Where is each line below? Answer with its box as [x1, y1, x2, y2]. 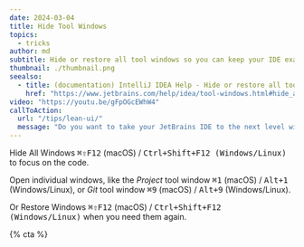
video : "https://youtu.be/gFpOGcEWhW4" [9, 97, 160, 107]
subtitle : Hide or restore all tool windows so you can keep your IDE [9, 55, 281, 64]
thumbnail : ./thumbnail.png [9, 64, 116, 73]
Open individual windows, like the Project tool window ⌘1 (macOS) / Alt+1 [9, 175, 289, 185]
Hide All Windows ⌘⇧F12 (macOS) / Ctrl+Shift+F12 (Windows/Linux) [9, 147, 287, 158]
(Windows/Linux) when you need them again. [9, 212, 187, 222]
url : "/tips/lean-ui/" [17, 114, 103, 123]
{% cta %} [9, 229, 48, 240]
